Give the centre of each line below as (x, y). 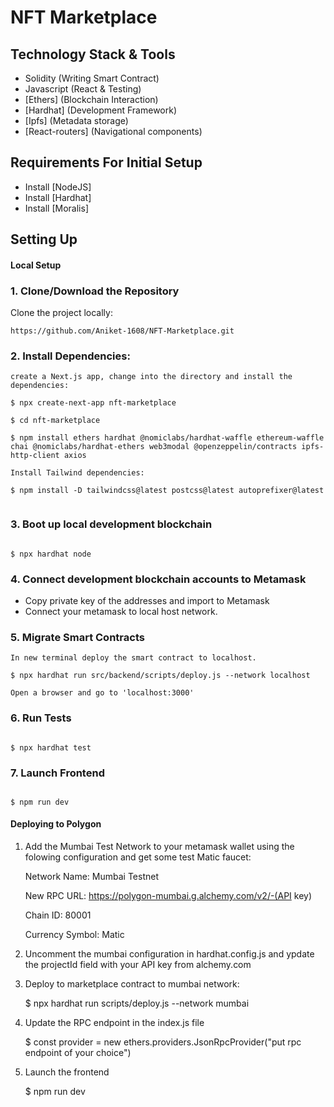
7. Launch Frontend (57, 773)
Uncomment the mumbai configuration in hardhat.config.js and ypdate (169, 954)
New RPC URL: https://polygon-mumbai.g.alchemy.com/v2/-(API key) (168, 896)
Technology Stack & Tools (93, 54)
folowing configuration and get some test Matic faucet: (138, 857)
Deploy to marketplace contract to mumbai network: (132, 984)
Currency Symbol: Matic (74, 935)
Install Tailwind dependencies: (77, 473)
